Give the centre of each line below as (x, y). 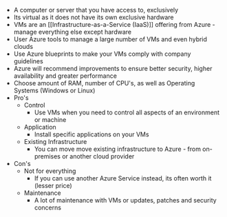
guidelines (28, 61)
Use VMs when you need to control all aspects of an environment (127, 112)
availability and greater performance (65, 76)
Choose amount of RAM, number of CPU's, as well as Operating (104, 83)
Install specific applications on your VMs (91, 134)
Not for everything (50, 171)
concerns (48, 207)
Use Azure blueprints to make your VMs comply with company (102, 54)
